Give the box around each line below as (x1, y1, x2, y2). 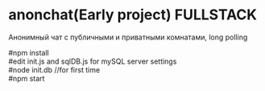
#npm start (8, 73, 45, 83)
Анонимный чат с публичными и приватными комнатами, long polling (8, 32, 248, 42)
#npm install (8, 48, 50, 57)
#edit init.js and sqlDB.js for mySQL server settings (8, 56, 177, 66)
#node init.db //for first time (8, 64, 101, 74)
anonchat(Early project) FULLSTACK (8, 6, 258, 24)
